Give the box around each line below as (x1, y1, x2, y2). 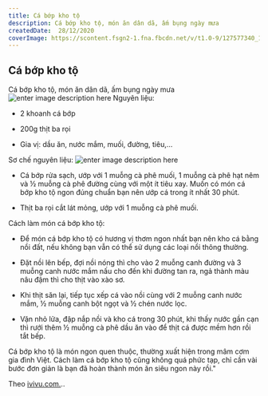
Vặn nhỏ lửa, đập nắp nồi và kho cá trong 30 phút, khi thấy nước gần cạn (19, 315, 259, 324)
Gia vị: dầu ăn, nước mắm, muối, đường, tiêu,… (19, 140, 173, 149)
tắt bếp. (19, 331, 46, 341)
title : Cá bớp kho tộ (8, 11, 81, 20)
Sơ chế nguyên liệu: (8, 155, 74, 164)
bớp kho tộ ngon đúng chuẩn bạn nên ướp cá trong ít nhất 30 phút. (19, 188, 240, 197)
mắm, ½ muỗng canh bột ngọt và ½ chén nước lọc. (19, 299, 187, 308)
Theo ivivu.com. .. (8, 379, 65, 389)
